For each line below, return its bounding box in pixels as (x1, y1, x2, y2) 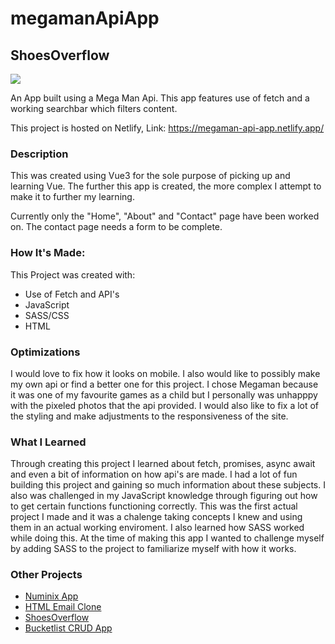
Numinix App (24, 590, 79, 602)
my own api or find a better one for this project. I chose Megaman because (10, 378, 319, 390)
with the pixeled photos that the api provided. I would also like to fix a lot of (10, 399, 320, 411)
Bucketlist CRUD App (24, 622, 113, 634)
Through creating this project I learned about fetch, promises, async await (10, 458, 316, 470)
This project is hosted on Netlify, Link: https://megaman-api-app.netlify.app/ (10, 122, 325, 134)
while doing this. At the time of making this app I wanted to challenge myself (10, 532, 325, 544)
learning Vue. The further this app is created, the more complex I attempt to (10, 180, 322, 192)
